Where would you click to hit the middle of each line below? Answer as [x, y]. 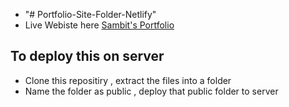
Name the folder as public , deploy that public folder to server [151, 91]
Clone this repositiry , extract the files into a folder [128, 80]
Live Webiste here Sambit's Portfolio [99, 25]
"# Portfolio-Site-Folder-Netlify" [90, 14]
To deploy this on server [87, 56]
